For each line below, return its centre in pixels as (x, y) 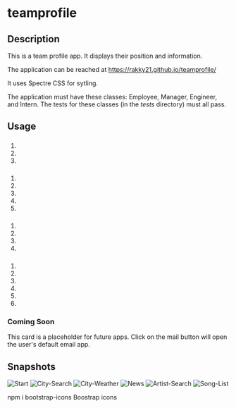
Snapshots (32, 367)
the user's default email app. (49, 345)
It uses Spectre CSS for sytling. (53, 83)
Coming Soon (31, 322)
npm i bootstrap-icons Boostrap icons (62, 397)
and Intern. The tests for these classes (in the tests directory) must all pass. (117, 104)
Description (33, 39)
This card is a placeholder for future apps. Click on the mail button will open (117, 337)
